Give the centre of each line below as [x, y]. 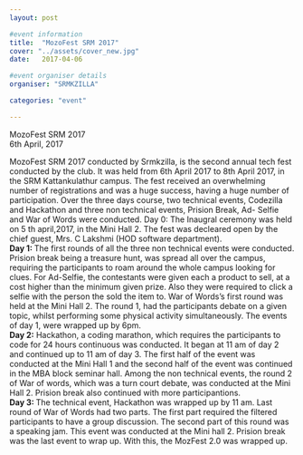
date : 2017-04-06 [46, 60]
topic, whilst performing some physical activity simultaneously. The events [148, 315]
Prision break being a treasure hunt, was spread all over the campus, [137, 257]
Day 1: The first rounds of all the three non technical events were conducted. [152, 248]
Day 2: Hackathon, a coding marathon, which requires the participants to [145, 334]
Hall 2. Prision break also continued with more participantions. [125, 392]
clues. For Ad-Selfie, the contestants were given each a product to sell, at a [150, 276]
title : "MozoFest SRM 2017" [64, 43]
